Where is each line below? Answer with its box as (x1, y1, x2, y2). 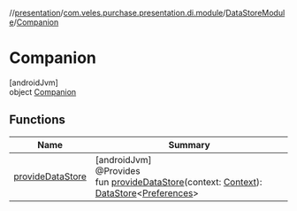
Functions (9, 113, 66, 128)
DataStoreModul (225, 8, 286, 18)
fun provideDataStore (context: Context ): (95, 176, 263, 188)
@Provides (95, 164, 141, 176)
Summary (168, 138, 210, 151)
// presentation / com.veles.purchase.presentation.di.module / (9, 8, 226, 18)
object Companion (9, 86, 77, 97)
